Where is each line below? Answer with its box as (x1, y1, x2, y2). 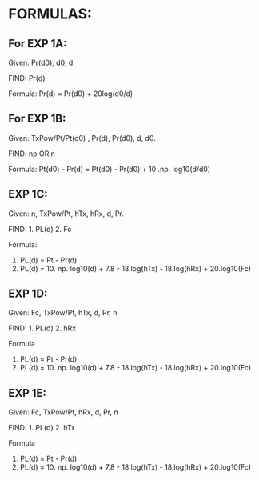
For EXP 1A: (8, 37, 67, 50)
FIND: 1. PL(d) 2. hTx (8, 423, 76, 433)
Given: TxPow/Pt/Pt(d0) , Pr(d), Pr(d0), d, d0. (8, 133, 156, 142)
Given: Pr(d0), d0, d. (8, 58, 76, 67)
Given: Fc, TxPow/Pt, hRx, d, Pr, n (8, 407, 118, 417)
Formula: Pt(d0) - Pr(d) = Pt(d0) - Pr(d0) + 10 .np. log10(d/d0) (8, 164, 211, 174)
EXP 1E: (8, 386, 46, 400)
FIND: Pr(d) (8, 74, 46, 82)
